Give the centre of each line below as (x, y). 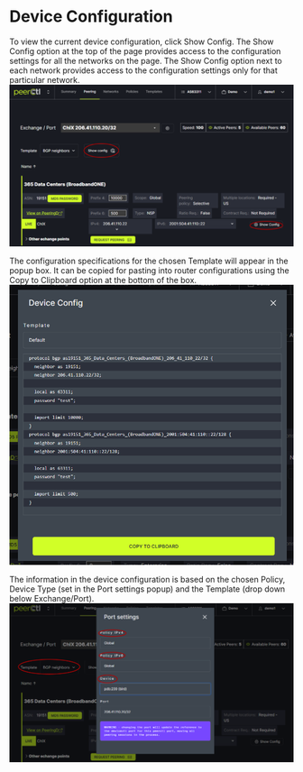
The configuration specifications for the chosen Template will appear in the (149, 261)
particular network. (45, 79)
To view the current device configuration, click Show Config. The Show (142, 41)
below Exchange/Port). (52, 599)
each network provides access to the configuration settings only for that (143, 70)
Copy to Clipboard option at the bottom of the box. (103, 280)
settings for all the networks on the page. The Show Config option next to (146, 60)
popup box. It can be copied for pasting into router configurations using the (150, 271)
